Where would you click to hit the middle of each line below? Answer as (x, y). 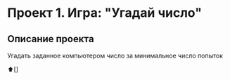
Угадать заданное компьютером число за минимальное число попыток (115, 55)
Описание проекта (51, 39)
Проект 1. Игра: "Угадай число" (105, 13)
